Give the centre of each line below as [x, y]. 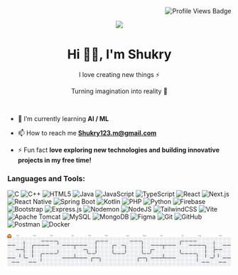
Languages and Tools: [46, 178]
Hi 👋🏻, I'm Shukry [119, 55]
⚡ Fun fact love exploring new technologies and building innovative [119, 150]
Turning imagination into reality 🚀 [119, 91]
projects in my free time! [54, 160]
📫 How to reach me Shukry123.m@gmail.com [87, 133]
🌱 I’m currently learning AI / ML [63, 118]
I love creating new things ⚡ [119, 74]
